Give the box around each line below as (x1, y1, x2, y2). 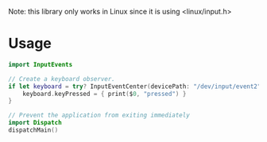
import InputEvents (8, 60, 73, 68)
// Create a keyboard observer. (8, 75, 115, 83)
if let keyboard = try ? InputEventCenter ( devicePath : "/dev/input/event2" (8, 83, 261, 90)
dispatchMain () (8, 126, 59, 134)
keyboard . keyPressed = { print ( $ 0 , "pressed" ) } (22, 90, 187, 98)
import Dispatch (8, 119, 62, 127)
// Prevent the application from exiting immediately (8, 111, 191, 120)
